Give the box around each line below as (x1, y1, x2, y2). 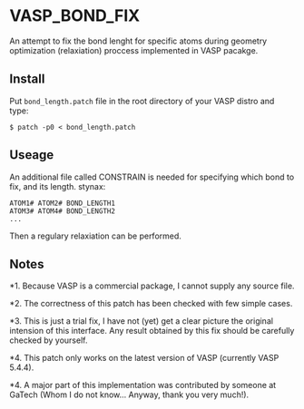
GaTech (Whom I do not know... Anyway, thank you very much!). (9, 389, 250, 400)
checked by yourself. (9, 335, 88, 346)
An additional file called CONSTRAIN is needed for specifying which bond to (9, 171, 295, 182)
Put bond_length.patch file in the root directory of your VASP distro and (9, 95, 275, 106)
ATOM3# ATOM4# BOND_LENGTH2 (9, 206, 116, 216)
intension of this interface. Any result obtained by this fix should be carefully (9, 326, 295, 336)
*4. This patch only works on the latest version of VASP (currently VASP (9, 353, 279, 364)
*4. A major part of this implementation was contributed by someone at (9, 380, 277, 391)
